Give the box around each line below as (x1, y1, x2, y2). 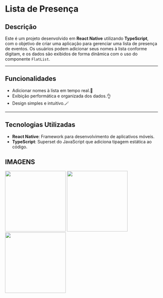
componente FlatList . (5, 56, 50, 62)
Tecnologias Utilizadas (5, 121, 76, 129)
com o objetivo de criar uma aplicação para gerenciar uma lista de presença (5, 41, 158, 47)
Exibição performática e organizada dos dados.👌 (12, 93, 112, 99)
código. (12, 144, 28, 150)
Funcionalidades (5, 75, 57, 83)
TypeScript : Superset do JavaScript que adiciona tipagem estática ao (12, 139, 152, 144)
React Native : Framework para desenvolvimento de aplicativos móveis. (12, 133, 155, 139)
